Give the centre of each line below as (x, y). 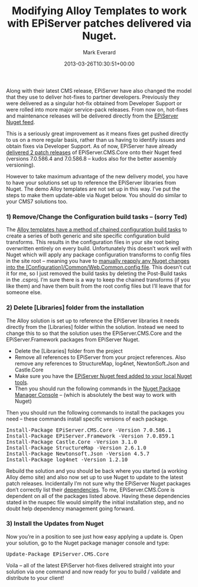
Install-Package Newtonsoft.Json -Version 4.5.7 (78, 454)
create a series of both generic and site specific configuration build (88, 236)
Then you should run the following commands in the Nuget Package (98, 389)
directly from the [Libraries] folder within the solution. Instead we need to (95, 327)
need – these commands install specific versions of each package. (87, 419)
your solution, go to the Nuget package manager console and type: (88, 543)
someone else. (24, 292)
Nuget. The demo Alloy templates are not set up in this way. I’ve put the (93, 189)
